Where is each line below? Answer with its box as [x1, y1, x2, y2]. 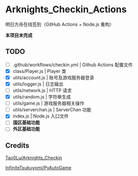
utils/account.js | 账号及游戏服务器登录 [12, 74, 94, 81]
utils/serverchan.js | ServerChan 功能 [12, 107, 91, 113]
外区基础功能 [12, 126, 40, 132]
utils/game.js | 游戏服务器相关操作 [12, 100, 85, 106]
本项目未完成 [5, 32, 32, 38]
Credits [5, 141, 30, 150]
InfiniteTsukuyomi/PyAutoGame [5, 165, 72, 171]
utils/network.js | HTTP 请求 [12, 87, 72, 93]
